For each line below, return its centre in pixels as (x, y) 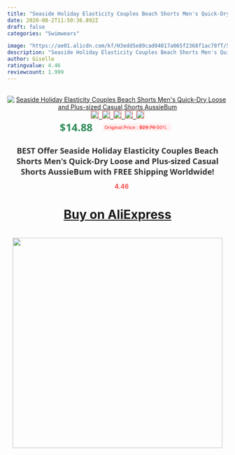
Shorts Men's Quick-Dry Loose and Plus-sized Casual (117, 161)
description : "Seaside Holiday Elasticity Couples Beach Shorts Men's (112, 53)
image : (17, 46)
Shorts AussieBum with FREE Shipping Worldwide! (117, 171)
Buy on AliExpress (117, 215)
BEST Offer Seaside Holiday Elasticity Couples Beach (117, 150)
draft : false (26, 27)
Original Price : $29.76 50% (136, 127)
